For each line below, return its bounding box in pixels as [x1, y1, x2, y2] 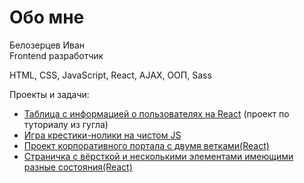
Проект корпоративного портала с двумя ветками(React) [23, 139, 270, 151]
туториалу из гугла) [23, 118, 109, 130]
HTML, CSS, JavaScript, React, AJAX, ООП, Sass [9, 69, 212, 81]
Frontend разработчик [9, 49, 104, 61]
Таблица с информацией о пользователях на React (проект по [23, 107, 290, 120]
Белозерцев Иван [9, 39, 86, 51]
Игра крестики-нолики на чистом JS [23, 129, 182, 141]
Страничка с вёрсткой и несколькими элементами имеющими [23, 150, 294, 162]
